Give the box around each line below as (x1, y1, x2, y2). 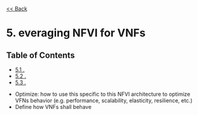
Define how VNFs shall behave (14, 104, 92, 110)
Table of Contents (6, 50, 75, 60)
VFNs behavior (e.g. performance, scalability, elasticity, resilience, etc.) (14, 97, 193, 104)
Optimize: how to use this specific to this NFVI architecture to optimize (14, 90, 191, 98)
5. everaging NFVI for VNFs (6, 26, 146, 40)
